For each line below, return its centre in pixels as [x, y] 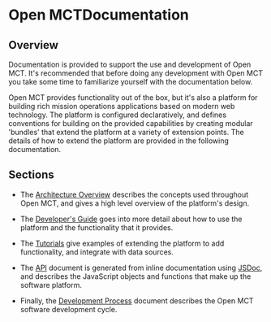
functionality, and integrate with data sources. [97, 252]
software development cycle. [69, 309]
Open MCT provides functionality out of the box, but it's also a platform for [133, 98]
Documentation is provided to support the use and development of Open [130, 64]
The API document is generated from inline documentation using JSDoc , [141, 268]
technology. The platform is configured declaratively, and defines [118, 115]
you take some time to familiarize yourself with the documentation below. [131, 82]
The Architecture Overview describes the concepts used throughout [134, 194]
